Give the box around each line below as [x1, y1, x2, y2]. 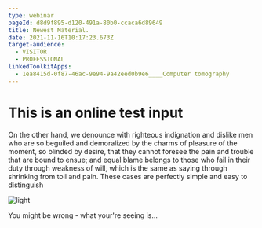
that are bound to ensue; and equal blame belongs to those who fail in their [8, 155, 251, 164]
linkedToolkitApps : [8, 63, 72, 71]
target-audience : [8, 41, 65, 49]
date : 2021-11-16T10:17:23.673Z [8, 33, 114, 42]
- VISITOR [15, 48, 47, 56]
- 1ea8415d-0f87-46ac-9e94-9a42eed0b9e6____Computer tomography [15, 70, 230, 78]
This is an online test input [8, 104, 184, 122]
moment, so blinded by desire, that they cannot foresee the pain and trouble [8, 146, 254, 156]
